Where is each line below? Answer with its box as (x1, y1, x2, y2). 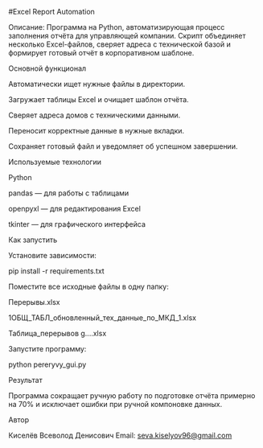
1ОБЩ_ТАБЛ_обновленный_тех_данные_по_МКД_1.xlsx (8, 313, 197, 323)
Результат (8, 376, 43, 384)
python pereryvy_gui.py (8, 360, 87, 369)
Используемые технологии (8, 157, 102, 166)
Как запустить (8, 235, 58, 245)
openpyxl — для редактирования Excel (8, 204, 141, 213)
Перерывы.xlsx (8, 298, 60, 306)
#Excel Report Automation (8, 7, 95, 16)
